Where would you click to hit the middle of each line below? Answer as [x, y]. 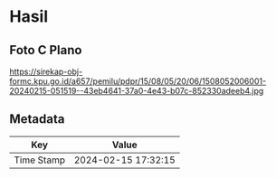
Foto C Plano [46, 50]
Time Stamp [40, 160]
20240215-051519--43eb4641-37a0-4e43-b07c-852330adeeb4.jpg [137, 91]
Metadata [37, 119]
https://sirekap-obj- [46, 71]
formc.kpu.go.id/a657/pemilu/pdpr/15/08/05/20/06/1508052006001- [138, 81]
